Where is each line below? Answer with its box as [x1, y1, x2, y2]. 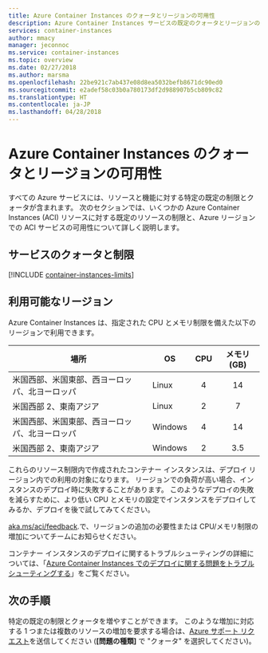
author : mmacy [8, 33, 56, 42]
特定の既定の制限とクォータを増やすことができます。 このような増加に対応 [8, 616, 254, 626]
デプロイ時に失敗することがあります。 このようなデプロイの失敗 [42, 484, 254, 494]
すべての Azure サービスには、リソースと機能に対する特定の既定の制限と [8, 192, 247, 202]
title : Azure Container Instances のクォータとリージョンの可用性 [8, 11, 215, 20]
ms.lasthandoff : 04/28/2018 [8, 108, 102, 116]
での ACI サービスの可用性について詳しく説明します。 [8, 222, 184, 232]
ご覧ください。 [85, 568, 134, 578]
